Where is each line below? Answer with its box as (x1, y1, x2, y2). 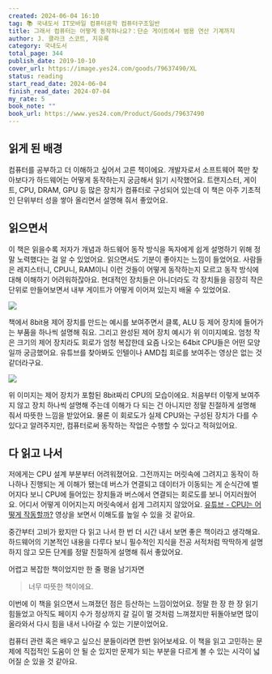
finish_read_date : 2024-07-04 (8, 87, 111, 96)
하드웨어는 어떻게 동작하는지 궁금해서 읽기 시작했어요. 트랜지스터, (36, 175, 242, 185)
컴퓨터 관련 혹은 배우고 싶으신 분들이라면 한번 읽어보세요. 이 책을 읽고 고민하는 (8, 637, 255, 646)
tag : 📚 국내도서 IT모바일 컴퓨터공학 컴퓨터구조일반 (8, 19, 160, 28)
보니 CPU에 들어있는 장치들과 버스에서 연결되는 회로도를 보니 (29, 489, 223, 499)
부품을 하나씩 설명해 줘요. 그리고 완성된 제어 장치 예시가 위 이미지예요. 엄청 (16, 327, 253, 337)
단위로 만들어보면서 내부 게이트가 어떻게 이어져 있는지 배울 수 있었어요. (8, 284, 231, 294)
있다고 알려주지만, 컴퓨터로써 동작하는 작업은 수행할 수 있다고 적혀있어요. (8, 420, 237, 430)
